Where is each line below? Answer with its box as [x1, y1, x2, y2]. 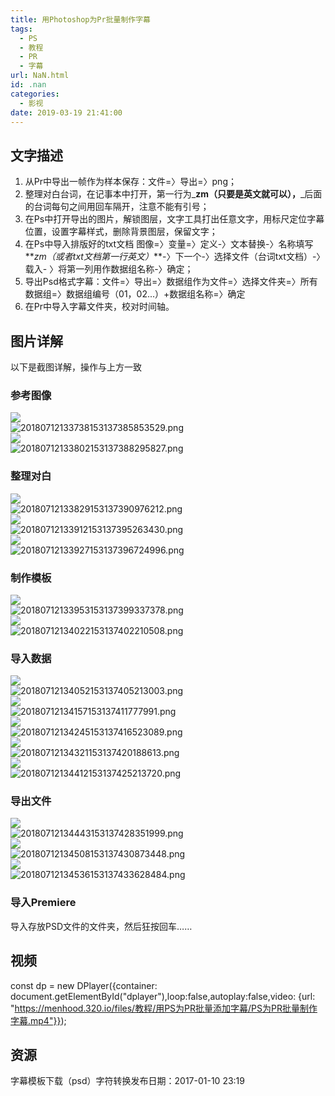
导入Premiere [10, 896, 77, 910]
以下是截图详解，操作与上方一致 [10, 361, 142, 373]
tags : [10, 24, 33, 34]
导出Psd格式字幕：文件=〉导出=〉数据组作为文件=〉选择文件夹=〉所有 [24, 276, 318, 288]
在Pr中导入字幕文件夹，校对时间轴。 [24, 301, 175, 313]
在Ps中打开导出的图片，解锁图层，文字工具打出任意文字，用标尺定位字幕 [24, 213, 325, 225]
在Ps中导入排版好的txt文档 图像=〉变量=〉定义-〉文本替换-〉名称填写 [24, 238, 314, 250]
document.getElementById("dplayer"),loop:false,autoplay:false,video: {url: [10, 990, 316, 1002]
